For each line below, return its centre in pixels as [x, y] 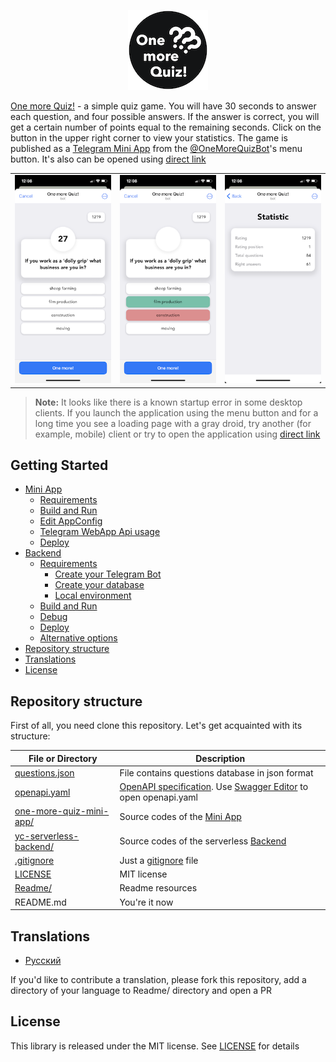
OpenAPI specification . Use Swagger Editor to [214, 787]
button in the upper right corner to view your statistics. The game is [149, 138]
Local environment [93, 596]
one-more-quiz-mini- [62, 811]
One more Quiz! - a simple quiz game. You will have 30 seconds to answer [163, 106]
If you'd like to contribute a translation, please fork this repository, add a [158, 979]
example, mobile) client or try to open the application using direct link [177, 434]
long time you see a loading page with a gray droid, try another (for [173, 423]
